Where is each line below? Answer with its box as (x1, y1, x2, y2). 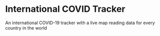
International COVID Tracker (5, 3, 126, 15)
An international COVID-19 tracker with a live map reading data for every (5, 20, 155, 26)
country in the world (5, 25, 47, 31)
